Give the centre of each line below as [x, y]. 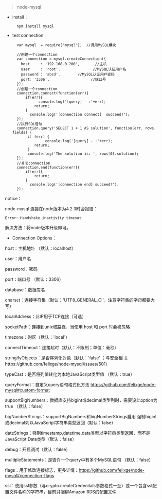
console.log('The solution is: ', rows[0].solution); [83, 154]
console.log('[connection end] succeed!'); [74, 185]
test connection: [28, 35]
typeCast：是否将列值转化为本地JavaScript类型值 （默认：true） [70, 374]
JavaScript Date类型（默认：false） [41, 439]
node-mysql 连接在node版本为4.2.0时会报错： [52, 209]
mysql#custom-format [27, 390]
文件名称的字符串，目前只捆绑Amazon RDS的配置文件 [63, 492]
